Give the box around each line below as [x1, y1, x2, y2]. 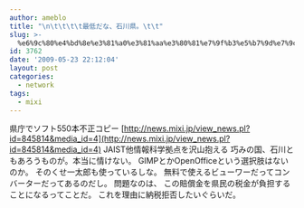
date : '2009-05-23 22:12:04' [9, 55, 119, 64]
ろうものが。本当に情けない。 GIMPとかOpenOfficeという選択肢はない [24, 156, 290, 166]
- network [17, 80, 54, 90]
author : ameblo [9, 13, 67, 23]
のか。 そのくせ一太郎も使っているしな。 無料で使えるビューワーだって [9, 166, 274, 177]
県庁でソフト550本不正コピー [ [9, 123, 125, 134]
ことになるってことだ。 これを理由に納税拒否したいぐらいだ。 [9, 189, 242, 200]
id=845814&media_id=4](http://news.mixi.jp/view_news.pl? [9, 133, 231, 145]
